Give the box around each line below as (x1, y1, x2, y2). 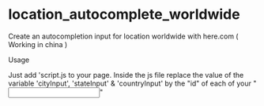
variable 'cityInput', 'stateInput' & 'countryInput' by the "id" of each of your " (8, 79, 257, 88)
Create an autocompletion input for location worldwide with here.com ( (8, 31, 239, 41)
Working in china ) (8, 39, 68, 49)
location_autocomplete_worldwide (8, 5, 240, 24)
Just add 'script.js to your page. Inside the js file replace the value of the (8, 70, 244, 79)
